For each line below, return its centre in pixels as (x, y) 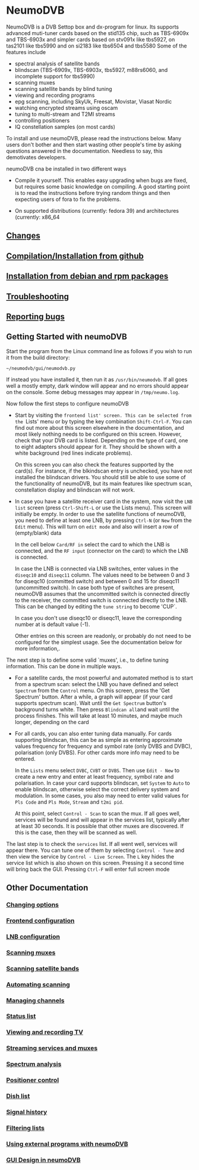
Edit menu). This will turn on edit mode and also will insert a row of (97, 526)
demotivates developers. (37, 157)
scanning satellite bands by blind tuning (63, 89)
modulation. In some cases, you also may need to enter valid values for (102, 795)
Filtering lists (25, 1128)
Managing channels (35, 1001)
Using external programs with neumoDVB (67, 1144)
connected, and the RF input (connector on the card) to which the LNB (101, 551)
